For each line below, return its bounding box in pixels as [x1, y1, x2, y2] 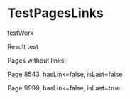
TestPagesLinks [7, 5, 104, 21]
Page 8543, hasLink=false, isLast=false [7, 70, 123, 78]
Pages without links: [7, 56, 66, 65]
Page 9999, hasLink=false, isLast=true [7, 83, 121, 92]
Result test [7, 42, 39, 51]
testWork [7, 28, 34, 37]
